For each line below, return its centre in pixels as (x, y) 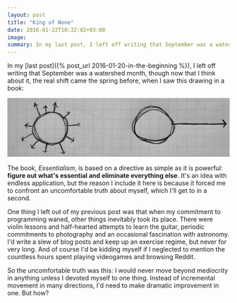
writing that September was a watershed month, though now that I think (111, 73)
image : (17, 37)
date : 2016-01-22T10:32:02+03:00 (56, 30)
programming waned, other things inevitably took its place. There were (110, 220)
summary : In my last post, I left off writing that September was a (110, 45)
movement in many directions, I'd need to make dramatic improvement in (113, 285)
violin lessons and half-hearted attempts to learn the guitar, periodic (106, 227)
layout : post (26, 15)
